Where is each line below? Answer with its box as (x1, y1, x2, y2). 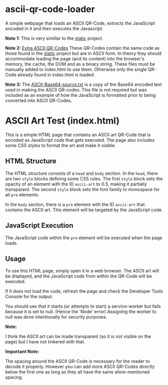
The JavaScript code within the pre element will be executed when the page (5, 235, 162, 241)
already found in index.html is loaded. (17, 71, 95, 77)
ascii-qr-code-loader (5, 4, 95, 15)
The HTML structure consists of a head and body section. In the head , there (5, 170, 158, 176)
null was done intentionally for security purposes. (5, 314, 107, 320)
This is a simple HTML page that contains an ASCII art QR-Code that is (5, 132, 151, 138)
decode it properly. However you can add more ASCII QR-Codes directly (5, 363, 155, 370)
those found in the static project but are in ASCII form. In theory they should (5, 50, 162, 56)
